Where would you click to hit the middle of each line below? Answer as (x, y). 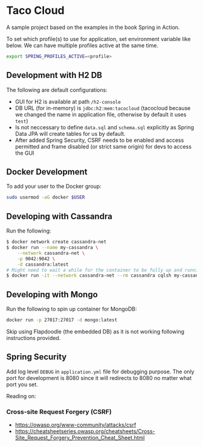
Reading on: (21, 396)
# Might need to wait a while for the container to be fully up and (94, 270)
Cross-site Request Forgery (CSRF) (59, 411)
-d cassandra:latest (43, 264)
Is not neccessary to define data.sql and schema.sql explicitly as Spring (105, 127)
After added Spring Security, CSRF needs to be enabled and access (99, 140)
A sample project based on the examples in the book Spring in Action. (93, 27)
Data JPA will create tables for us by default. (70, 133)
